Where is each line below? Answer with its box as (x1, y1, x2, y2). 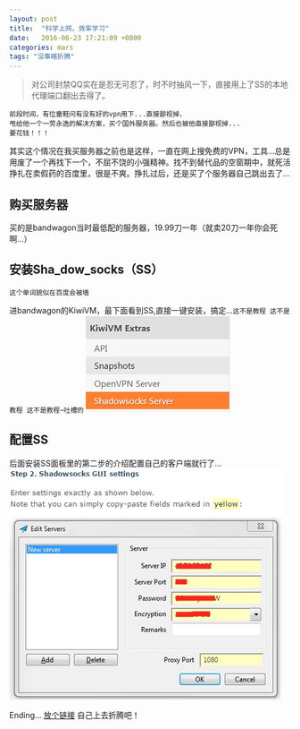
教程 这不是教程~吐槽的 (9, 406, 85, 415)
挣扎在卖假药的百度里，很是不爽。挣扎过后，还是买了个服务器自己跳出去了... (9, 168, 290, 179)
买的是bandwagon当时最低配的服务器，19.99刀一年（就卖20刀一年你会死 (9, 222, 279, 233)
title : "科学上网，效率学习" (9, 23, 110, 33)
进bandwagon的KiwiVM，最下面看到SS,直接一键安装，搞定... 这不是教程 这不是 (9, 304, 290, 315)
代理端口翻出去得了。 (30, 90, 110, 101)
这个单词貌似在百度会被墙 (9, 287, 89, 297)
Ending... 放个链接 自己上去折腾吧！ (9, 709, 140, 720)
